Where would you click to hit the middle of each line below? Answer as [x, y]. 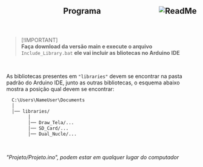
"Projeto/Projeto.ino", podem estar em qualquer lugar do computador [93, 157]
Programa [82, 11]
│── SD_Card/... [48, 128]
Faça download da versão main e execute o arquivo [87, 46]
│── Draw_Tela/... [51, 122]
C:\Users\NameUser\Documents [48, 100]
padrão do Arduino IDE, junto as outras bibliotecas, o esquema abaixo [93, 83]
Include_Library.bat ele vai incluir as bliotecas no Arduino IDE [100, 53]
